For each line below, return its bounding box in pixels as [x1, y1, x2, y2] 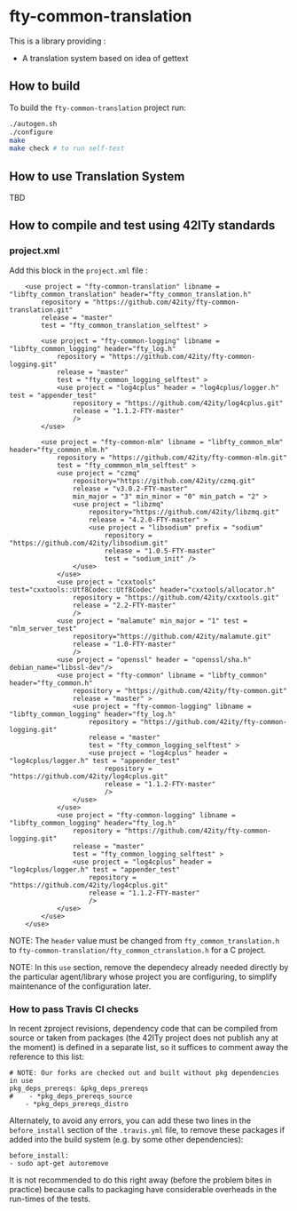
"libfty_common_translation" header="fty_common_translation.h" [9, 290, 252, 299]
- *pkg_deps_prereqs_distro [25, 1100, 129, 1109]
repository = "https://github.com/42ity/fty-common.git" [72, 686, 288, 695]
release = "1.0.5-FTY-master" [104, 546, 216, 555]
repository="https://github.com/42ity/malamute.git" [72, 632, 272, 641]
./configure [9, 127, 53, 137]
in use [9, 1077, 34, 1086]
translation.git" [9, 305, 74, 315]
